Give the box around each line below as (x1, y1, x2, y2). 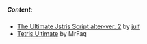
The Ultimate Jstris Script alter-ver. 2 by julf (16, 22, 140, 30)
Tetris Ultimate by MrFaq (16, 29, 87, 37)
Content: (7, 5, 33, 14)
